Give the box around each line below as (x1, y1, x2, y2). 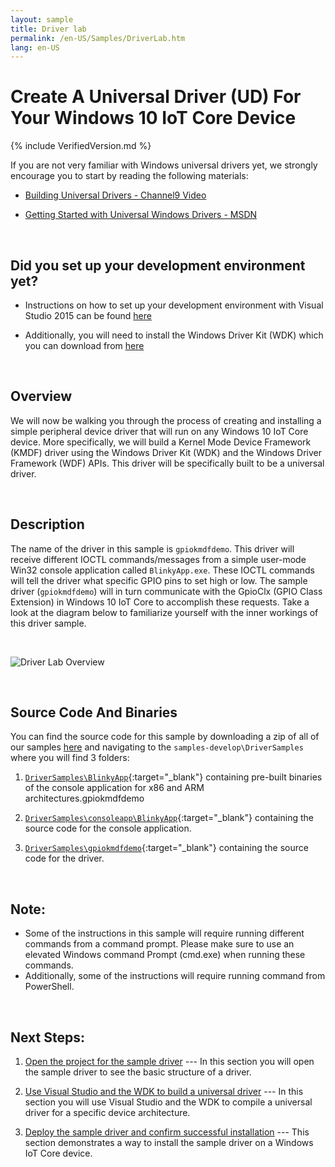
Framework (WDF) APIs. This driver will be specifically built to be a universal (10, 457, 325, 469)
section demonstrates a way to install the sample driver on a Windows (24, 1137, 314, 1149)
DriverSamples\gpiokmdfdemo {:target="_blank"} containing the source (24, 842, 309, 854)
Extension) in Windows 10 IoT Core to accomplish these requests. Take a (10, 596, 310, 608)
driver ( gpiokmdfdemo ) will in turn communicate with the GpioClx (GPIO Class (10, 585, 323, 597)
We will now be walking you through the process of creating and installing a (10, 414, 322, 426)
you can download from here (24, 340, 145, 351)
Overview (10, 388, 73, 405)
